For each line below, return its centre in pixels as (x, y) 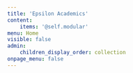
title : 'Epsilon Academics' (48, 14)
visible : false (29, 40)
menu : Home (23, 33)
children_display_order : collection (73, 53)
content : (20, 20)
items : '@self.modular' (54, 26)
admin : (17, 46)
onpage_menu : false (36, 59)
